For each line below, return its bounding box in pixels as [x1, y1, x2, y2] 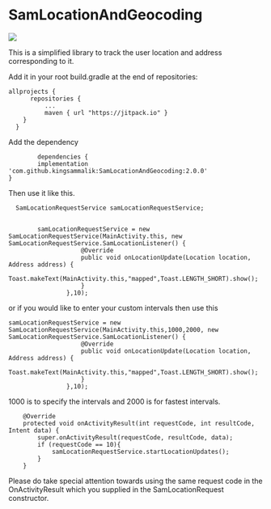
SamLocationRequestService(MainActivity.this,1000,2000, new [8, 325, 219, 333]
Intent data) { [8, 426, 60, 435]
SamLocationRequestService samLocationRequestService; [15, 204, 205, 212]
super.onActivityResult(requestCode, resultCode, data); [37, 433, 233, 442]
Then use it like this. [8, 188, 75, 197]
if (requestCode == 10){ [37, 440, 121, 448]
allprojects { [8, 87, 57, 95]
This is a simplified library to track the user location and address [8, 47, 222, 57]
